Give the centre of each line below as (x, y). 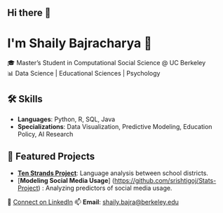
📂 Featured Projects (51, 156)
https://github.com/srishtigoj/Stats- (165, 180)
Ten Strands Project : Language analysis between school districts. (113, 173)
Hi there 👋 (29, 13)
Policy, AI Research (45, 135)
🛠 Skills (25, 99)
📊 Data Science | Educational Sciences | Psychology (84, 74)
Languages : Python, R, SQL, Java (66, 119)
